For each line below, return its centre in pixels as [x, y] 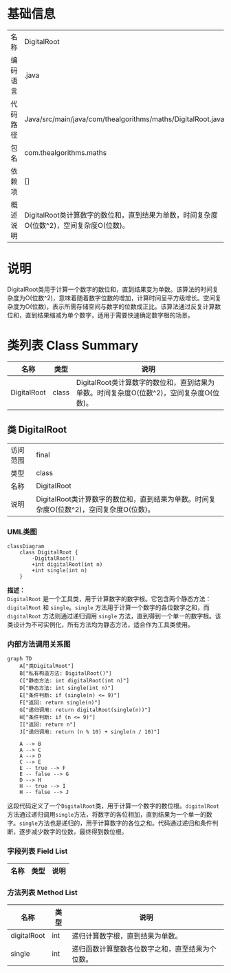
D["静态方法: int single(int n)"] [67, 688]
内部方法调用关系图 [39, 644]
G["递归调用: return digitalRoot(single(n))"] [85, 710]
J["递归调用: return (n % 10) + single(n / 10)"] [90, 732]
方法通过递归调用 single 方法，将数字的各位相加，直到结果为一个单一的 [107, 815]
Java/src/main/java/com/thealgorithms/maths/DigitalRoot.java [124, 119]
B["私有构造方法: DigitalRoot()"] [66, 673]
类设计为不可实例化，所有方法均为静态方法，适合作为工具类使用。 [100, 625]
